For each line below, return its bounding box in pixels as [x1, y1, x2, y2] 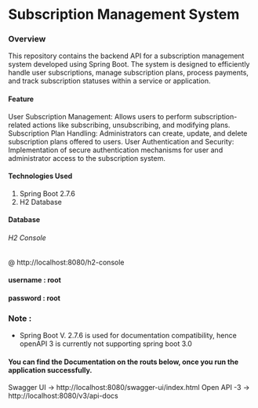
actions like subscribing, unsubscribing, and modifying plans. [32, 120, 231, 129]
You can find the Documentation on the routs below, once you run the [8, 357, 239, 366]
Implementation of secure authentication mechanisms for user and [8, 145, 223, 155]
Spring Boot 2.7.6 [19, 188, 76, 198]
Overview [8, 34, 46, 45]
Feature [8, 94, 34, 104]
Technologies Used [8, 171, 73, 181]
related [8, 120, 31, 129]
